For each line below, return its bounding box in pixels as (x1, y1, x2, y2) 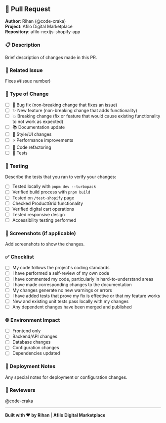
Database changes (12, 339, 51, 345)
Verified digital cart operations (12, 206, 75, 212)
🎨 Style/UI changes (12, 131, 52, 137)
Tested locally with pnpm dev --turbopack (12, 183, 96, 189)
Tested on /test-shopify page (12, 194, 75, 201)
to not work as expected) (12, 119, 64, 124)
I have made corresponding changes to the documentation (12, 281, 132, 288)
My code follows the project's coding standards (12, 265, 110, 271)
